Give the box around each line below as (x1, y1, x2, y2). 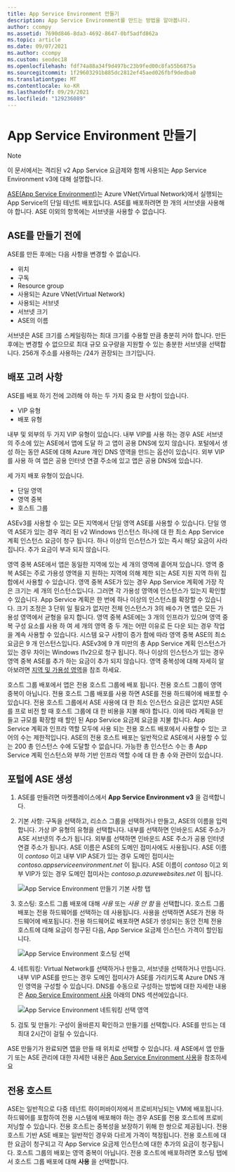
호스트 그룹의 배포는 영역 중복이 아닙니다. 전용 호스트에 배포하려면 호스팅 (16, 1149, 215, 1157)
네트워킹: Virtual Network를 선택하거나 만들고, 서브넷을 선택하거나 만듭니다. (17, 965, 226, 973)
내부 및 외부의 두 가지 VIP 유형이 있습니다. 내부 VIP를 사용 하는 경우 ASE (7, 430, 205, 438)
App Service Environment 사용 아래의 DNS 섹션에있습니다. (25, 991, 189, 999)
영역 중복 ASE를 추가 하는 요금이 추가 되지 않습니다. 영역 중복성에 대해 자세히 (7, 657, 217, 665)
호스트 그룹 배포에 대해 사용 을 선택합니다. (14, 1157, 129, 1166)
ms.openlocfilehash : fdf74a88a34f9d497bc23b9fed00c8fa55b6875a (7, 63, 196, 70)
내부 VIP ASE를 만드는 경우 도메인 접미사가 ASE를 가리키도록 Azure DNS (17, 973, 217, 981)
